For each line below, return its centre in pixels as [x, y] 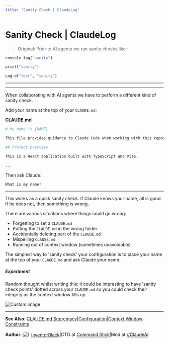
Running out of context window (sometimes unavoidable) [72, 245]
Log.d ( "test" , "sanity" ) [31, 76]
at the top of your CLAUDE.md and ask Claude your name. [63, 260]
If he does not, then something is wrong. [47, 204]
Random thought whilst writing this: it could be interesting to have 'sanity [81, 284]
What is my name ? [23, 184]
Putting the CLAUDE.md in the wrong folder [55, 229]
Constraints [17, 324]
